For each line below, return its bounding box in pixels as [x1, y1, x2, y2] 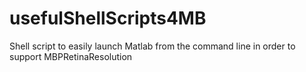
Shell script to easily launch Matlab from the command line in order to [9, 40, 296, 52]
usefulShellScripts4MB [9, 7, 207, 30]
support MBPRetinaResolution [9, 50, 133, 62]
